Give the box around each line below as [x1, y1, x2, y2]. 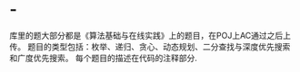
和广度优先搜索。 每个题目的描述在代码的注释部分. [9, 52, 197, 63]
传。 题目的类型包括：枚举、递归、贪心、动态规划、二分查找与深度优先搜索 [9, 40, 291, 52]
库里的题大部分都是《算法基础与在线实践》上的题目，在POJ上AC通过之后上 [9, 30, 292, 40]
